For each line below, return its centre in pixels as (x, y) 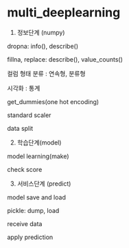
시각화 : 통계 (24, 88)
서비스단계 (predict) (44, 184)
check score (25, 169)
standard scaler (29, 115)
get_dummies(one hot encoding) (53, 101)
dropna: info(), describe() (43, 46)
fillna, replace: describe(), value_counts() (65, 59)
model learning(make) (38, 156)
